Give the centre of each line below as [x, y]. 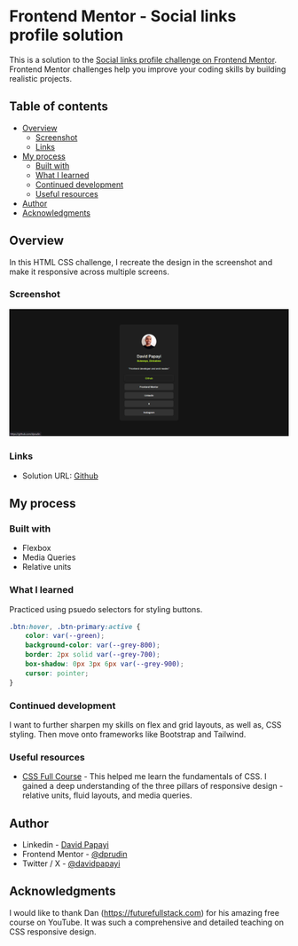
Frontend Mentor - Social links [123, 16]
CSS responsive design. [53, 931]
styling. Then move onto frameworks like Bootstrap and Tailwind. [128, 734]
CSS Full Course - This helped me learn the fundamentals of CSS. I [144, 777]
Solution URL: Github [60, 476]
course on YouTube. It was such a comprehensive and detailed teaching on [146, 922]
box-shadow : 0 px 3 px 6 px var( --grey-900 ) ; [105, 664]
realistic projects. [41, 78]
